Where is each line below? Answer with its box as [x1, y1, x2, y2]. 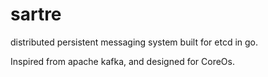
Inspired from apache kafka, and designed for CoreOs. [10, 55, 235, 67]
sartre [10, 3, 62, 26]
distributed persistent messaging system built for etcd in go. [10, 36, 259, 48]
